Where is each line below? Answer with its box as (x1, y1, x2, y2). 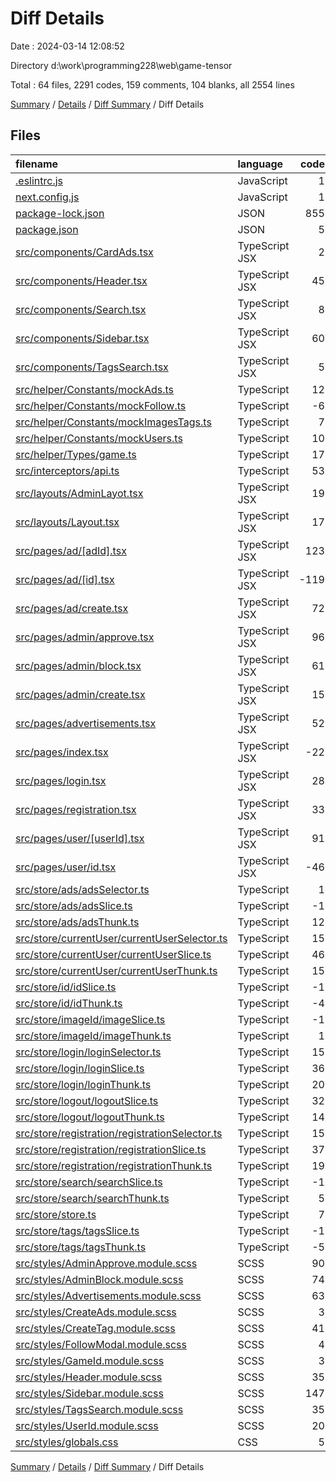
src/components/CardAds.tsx (15, 245, 154, 259)
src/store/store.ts (15, 1207, 97, 1221)
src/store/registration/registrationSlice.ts (15, 1142, 207, 1156)
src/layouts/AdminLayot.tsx (15, 486, 144, 500)
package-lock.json (15, 206, 105, 220)
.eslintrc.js (15, 173, 64, 187)
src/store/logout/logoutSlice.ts (15, 1093, 159, 1107)
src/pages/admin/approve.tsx (15, 630, 155, 644)
